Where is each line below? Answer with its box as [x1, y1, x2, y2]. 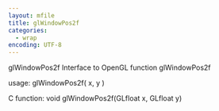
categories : [8, 26, 48, 34]
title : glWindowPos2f [8, 19, 80, 27]
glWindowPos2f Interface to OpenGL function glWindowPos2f [8, 63, 212, 72]
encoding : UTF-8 [8, 41, 62, 49]
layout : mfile [8, 11, 56, 20]
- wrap [15, 33, 37, 42]
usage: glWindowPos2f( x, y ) [8, 78, 105, 88]
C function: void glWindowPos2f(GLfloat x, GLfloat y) [8, 94, 182, 103]
